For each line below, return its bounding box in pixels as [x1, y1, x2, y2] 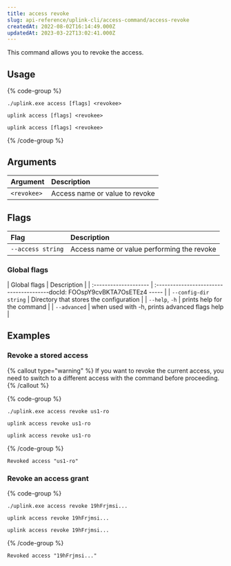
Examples [7, 330, 50, 342]
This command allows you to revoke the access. [7, 48, 144, 57]
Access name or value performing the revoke [70, 244, 217, 254]
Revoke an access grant [7, 473, 89, 483]
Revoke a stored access [7, 350, 88, 360]
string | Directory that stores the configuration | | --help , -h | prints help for [7, 295, 223, 303]
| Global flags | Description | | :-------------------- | [7, 281, 153, 289]
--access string [10, 245, 64, 253]
